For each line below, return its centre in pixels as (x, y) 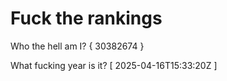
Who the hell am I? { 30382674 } (77, 46)
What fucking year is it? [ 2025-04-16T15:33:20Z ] (114, 65)
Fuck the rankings (86, 18)
